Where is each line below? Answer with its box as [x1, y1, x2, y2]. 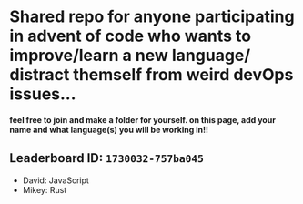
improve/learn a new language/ [9, 46, 251, 66]
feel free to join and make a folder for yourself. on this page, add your [9, 114, 276, 125]
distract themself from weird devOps [9, 65, 294, 86]
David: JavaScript [22, 175, 89, 186]
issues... [9, 84, 76, 105]
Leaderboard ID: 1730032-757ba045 [9, 150, 205, 166]
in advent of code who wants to [9, 25, 252, 46]
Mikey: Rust [22, 184, 67, 195]
